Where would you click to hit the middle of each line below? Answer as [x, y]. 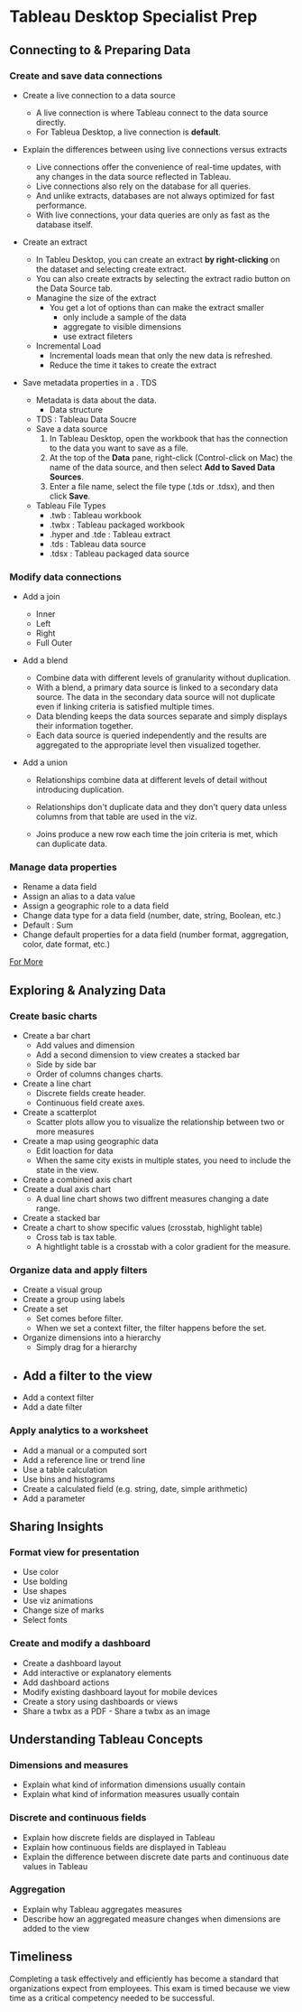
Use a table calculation [65, 1469]
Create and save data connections [86, 76]
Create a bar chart [56, 1036]
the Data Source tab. [74, 288]
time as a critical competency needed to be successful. [112, 1998]
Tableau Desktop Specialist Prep [133, 17]
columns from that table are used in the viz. [117, 817]
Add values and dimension [85, 1046]
